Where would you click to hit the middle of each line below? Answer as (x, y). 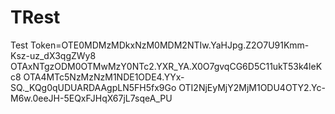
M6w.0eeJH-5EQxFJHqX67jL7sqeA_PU (91, 98)
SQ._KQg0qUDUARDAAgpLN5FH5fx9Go (93, 87)
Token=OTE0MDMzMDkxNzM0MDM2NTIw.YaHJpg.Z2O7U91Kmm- (170, 45)
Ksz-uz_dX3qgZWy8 (53, 55)
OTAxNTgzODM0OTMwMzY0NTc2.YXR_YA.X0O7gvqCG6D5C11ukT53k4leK (166, 66)
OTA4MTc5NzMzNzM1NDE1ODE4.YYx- (104, 77)
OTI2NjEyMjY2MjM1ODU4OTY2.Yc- (252, 87)
